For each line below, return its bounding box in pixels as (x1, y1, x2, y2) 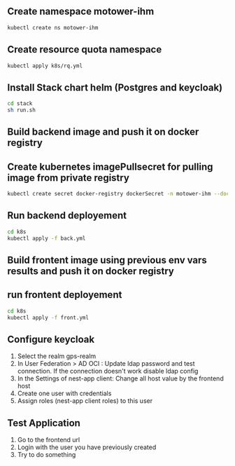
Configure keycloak (7, 333, 95, 345)
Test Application (7, 417, 80, 429)
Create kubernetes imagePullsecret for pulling (7, 160, 213, 172)
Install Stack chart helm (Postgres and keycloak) (7, 81, 223, 93)
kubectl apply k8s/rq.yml (7, 62, 83, 69)
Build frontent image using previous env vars (7, 254, 208, 266)
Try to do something (17, 451, 76, 459)
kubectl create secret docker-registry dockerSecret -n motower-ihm (7, 191, 211, 198)
